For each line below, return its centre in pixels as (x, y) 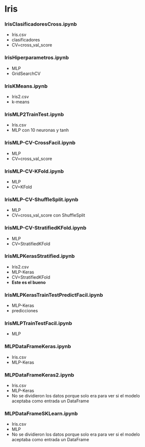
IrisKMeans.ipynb (26, 86)
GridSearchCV (26, 73)
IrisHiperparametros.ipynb (37, 58)
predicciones (25, 311)
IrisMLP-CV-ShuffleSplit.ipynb (42, 199)
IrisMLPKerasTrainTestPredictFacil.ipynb (54, 295)
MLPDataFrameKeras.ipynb (38, 346)
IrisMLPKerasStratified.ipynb (40, 256)
